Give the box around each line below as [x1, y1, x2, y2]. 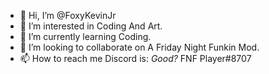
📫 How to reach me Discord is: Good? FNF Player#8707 [19, 53, 252, 64]
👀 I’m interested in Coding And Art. [19, 20, 163, 32]
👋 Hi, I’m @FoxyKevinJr [19, 10, 117, 21]
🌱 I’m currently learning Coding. [19, 31, 152, 42]
